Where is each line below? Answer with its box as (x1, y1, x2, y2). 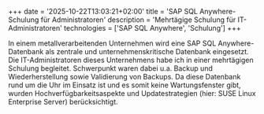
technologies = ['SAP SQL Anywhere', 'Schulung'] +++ (64, 24, 242, 32)
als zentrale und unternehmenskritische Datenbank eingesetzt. (45, 47, 250, 56)
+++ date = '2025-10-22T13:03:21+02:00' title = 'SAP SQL (8, 7, 199, 16)
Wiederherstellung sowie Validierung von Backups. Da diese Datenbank (8, 72, 241, 81)
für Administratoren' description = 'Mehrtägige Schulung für (40, 15, 236, 24)
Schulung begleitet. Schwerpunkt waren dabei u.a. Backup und (8, 64, 213, 73)
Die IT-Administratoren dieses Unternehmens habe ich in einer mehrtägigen (8, 55, 254, 64)
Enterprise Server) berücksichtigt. (8, 97, 118, 106)
